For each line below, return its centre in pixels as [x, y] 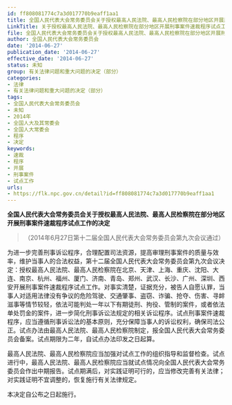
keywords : [21, 149]
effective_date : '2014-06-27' [51, 59]
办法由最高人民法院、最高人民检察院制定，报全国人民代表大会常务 [125, 330]
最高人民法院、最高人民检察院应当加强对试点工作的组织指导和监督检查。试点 [116, 354]
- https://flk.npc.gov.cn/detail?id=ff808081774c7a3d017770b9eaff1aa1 [111, 194]
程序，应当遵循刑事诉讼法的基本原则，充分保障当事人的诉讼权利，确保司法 [113, 322]
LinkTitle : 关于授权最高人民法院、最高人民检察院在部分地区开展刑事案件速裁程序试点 [114, 26]
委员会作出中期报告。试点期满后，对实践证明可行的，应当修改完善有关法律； [116, 371]
